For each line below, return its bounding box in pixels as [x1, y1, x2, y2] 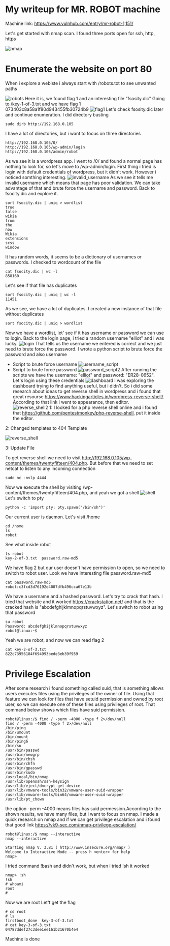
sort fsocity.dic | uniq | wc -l [5, 292, 76, 297]
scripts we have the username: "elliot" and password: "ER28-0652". [12, 372, 155, 378]
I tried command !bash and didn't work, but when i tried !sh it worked [5, 863, 150, 869]
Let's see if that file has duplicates [5, 282, 77, 288]
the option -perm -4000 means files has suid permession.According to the [5, 805, 161, 812]
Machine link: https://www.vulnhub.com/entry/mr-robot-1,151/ [5, 20, 133, 26]
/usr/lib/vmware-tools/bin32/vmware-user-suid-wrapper [5, 787, 124, 793]
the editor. [12, 415, 35, 421]
